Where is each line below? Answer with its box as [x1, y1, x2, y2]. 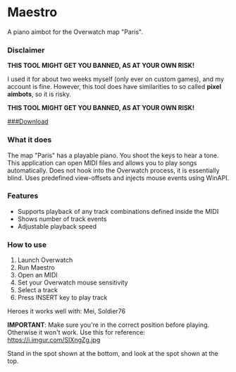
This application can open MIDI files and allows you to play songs [7, 158, 197, 167]
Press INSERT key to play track [17, 294, 108, 302]
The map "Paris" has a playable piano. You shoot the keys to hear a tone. [7, 151, 220, 160]
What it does [7, 135, 52, 145]
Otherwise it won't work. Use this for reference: [7, 328, 146, 337]
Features [7, 191, 39, 201]
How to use [7, 239, 47, 249]
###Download [7, 117, 49, 126]
